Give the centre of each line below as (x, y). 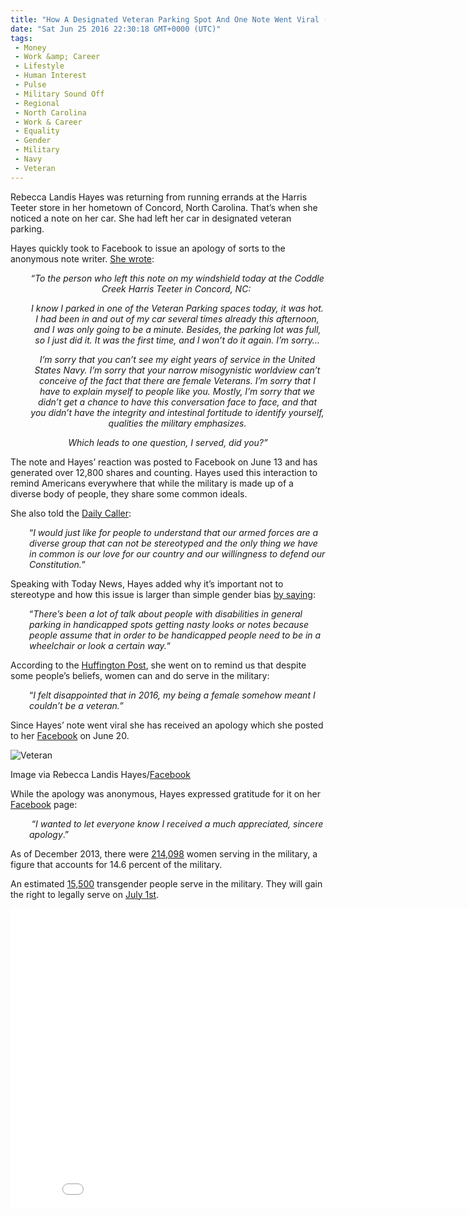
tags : (21, 38)
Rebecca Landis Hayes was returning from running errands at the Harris (159, 197)
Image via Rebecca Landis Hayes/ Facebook (100, 774)
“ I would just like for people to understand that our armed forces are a (174, 532)
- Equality (37, 131)
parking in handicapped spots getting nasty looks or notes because (169, 624)
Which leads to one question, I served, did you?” (168, 442)
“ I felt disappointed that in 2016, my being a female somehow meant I (172, 695)
